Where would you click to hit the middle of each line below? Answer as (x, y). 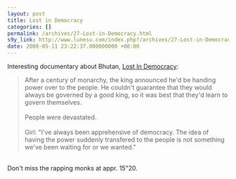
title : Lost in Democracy (45, 20)
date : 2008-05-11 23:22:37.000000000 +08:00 (73, 46)
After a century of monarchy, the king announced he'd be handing (120, 80)
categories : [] (29, 27)
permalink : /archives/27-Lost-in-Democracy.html (80, 33)
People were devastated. (60, 117)
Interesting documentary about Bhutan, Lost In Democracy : (93, 66)
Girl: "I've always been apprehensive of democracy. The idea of (117, 132)
